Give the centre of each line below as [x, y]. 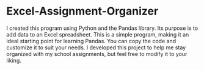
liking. [14, 60]
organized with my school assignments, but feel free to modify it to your [97, 54]
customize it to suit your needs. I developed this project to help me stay [96, 47]
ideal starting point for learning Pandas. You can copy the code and [91, 41]
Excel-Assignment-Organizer [82, 11]
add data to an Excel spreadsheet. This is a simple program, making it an [98, 34]
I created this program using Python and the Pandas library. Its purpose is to [102, 28]
